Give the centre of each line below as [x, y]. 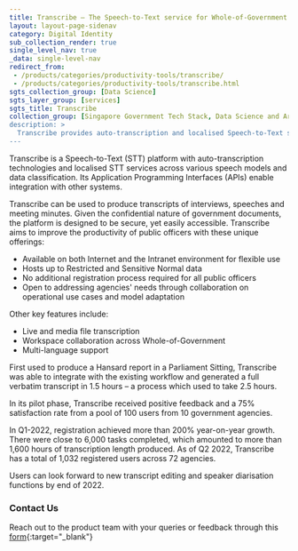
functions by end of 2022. [57, 484]
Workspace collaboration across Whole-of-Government [124, 340]
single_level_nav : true [53, 51]
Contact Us [34, 507]
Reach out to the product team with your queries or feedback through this [144, 527]
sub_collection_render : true [63, 42]
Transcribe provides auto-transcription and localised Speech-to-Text [150, 133]
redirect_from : [37, 68]
